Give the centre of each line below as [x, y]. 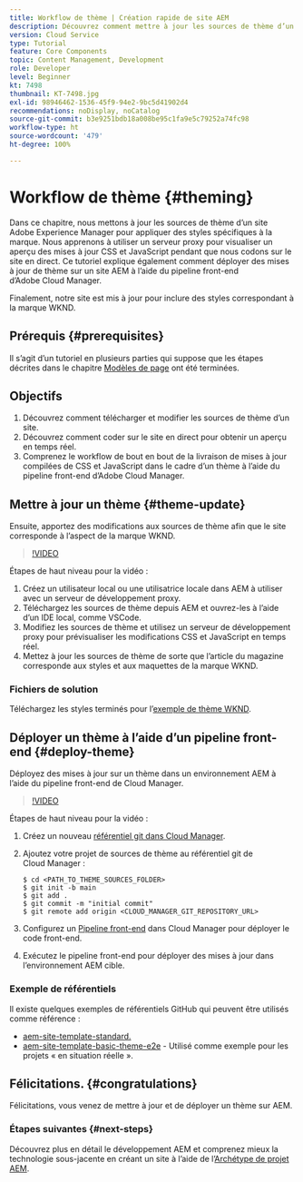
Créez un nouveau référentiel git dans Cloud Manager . [124, 836]
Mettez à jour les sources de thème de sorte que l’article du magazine [153, 656]
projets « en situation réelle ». [78, 1055]
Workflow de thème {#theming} [132, 197]
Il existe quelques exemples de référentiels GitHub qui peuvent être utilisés [149, 1009]
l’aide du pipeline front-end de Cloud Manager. [97, 783]
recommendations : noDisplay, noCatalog [85, 111]
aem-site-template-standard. [77, 1036]
